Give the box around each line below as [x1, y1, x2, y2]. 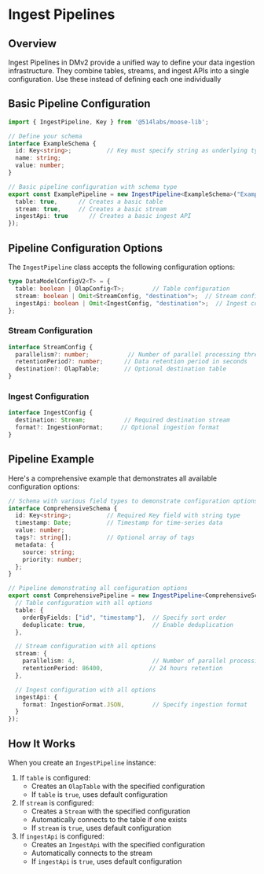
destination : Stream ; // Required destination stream [15, 416, 230, 424]
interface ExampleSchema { [8, 139, 97, 147]
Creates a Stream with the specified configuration [31, 806, 191, 816]
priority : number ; [22, 555, 82, 563]
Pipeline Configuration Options [8, 242, 163, 255]
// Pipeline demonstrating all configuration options [8, 585, 189, 592]
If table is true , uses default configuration [31, 789, 168, 799]
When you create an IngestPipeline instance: [8, 758, 156, 767]
